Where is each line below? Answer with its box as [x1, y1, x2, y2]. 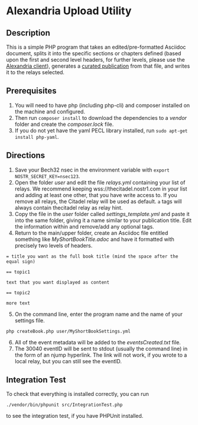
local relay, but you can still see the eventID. [14, 357, 122, 364]
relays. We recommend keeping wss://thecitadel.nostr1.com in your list [14, 185, 187, 192]
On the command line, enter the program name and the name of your [14, 310, 183, 318]
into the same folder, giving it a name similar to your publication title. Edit [14, 217, 192, 224]
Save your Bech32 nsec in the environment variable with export [14, 166, 170, 173]
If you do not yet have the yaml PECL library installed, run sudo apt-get [14, 126, 188, 134]
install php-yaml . [14, 133, 59, 140]
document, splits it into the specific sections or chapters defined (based [6, 50, 181, 57]
